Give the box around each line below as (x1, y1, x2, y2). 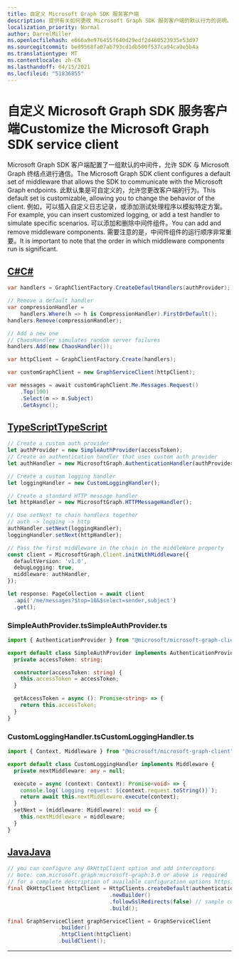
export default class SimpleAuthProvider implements (7, 649, 167, 656)
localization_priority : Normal (7, 23, 100, 31)
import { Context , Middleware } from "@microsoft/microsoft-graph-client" (7, 748, 234, 755)
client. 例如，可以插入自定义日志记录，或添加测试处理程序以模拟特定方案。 (7, 202, 226, 211)
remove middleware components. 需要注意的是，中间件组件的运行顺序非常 (7, 228, 225, 236)
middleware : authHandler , (14, 571, 91, 578)
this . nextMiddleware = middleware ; (20, 813, 126, 821)
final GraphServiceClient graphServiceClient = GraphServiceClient (7, 918, 212, 925)
